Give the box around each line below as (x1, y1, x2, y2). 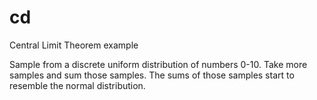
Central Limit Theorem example (9, 39, 139, 51)
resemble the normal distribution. (9, 79, 146, 91)
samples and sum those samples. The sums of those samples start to (9, 69, 295, 81)
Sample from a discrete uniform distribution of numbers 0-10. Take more (9, 58, 308, 70)
